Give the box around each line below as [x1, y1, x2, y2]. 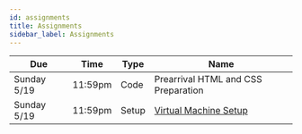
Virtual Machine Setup [154, 105, 249, 117]
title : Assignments [9, 21, 83, 30]
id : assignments [9, 13, 70, 22]
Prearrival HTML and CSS [154, 73, 262, 86]
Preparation [154, 84, 204, 96]
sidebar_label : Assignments [9, 29, 115, 38]
